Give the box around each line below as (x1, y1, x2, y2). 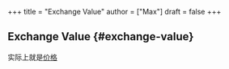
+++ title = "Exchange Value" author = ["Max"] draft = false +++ (7, 7, 222, 16)
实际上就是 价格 (7, 52, 57, 62)
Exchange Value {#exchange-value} (7, 30, 194, 43)
